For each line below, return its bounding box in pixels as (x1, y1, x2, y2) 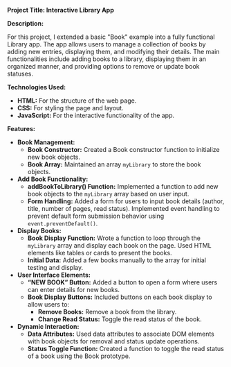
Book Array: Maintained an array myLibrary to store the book (27, 160, 201, 169)
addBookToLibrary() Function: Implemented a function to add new (27, 182, 219, 190)
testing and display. (27, 264, 84, 271)
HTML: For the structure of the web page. (17, 96, 137, 105)
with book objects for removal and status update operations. (27, 337, 200, 345)
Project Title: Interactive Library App (7, 6, 114, 14)
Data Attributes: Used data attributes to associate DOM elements (27, 330, 214, 338)
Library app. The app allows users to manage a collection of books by (7, 40, 206, 48)
